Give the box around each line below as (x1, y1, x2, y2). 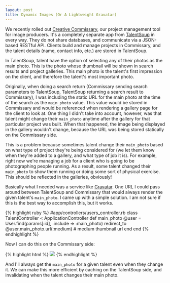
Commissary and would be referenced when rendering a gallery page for (5, 105, 158, 111)
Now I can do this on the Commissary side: (5, 241, 95, 247)
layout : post (5, 7, 33, 13)
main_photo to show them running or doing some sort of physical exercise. (5, 168, 160, 175)
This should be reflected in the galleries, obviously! (5, 174, 112, 180)
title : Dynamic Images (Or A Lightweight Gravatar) (5, 12, 117, 17)
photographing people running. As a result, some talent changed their (5, 163, 151, 169)
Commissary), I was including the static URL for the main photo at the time (5, 94, 161, 100)
